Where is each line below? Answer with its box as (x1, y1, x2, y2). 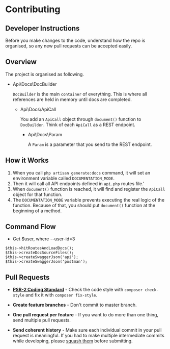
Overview (5, 58, 37, 66)
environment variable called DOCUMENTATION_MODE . (12, 175, 115, 181)
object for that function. (12, 191, 63, 197)
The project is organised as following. (5, 71, 84, 77)
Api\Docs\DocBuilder (12, 81, 57, 87)
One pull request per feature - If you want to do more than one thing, (12, 312, 159, 318)
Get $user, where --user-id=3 (12, 236, 75, 242)
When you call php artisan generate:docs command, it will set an (12, 169, 151, 176)
